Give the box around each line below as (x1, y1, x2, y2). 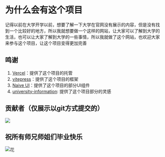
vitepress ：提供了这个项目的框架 (12, 76, 79, 82)
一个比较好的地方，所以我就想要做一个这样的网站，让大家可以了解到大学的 (9, 28, 160, 33)
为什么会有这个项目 (5, 4, 83, 16)
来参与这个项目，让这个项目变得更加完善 (5, 40, 87, 46)
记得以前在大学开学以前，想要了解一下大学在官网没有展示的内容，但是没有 (5, 22, 156, 28)
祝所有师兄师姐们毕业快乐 (5, 132, 82, 141)
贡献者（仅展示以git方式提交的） (5, 104, 104, 113)
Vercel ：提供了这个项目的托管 (12, 70, 73, 76)
